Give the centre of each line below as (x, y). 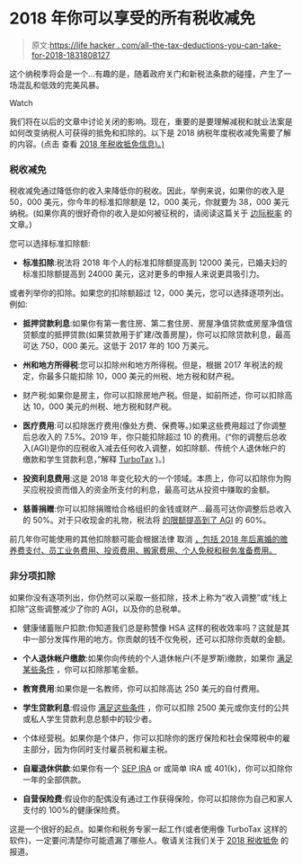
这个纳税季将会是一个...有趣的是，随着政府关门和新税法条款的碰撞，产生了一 (151, 74)
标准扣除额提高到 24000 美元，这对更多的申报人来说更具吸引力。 (143, 274)
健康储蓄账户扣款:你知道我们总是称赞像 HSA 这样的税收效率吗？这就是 (152, 628)
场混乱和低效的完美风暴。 (57, 85)
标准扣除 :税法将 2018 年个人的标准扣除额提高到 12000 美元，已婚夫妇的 (155, 263)
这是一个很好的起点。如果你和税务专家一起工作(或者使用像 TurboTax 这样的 (148, 829)
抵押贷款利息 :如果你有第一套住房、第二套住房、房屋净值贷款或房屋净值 (153, 324)
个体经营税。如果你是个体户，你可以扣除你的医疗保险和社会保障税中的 (152, 737)
